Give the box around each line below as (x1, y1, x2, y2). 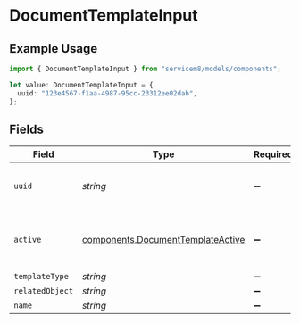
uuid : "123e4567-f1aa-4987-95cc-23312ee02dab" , (17, 88, 198, 98)
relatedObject (13, 286, 74, 296)
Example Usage (9, 41, 98, 56)
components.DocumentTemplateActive (81, 234, 246, 246)
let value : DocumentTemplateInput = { (9, 80, 154, 89)
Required (254, 148, 294, 161)
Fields (9, 121, 45, 137)
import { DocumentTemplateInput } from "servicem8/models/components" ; (9, 64, 281, 73)
